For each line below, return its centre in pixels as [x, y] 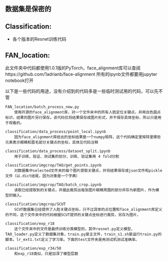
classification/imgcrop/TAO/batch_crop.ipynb [53, 185]
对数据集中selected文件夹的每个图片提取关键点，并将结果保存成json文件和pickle [88, 171]
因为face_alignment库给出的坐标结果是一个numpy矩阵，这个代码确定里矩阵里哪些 [87, 137]
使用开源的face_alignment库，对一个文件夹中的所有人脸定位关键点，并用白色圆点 [87, 112]
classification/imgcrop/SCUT [35, 204]
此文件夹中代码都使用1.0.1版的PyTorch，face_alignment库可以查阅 [73, 68]
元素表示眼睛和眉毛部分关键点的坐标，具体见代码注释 [52, 143]
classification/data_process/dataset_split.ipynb [58, 151]
